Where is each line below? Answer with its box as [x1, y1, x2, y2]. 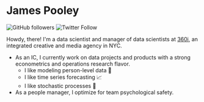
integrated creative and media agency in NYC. [6, 42, 122, 49]
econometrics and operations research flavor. [15, 60, 130, 67]
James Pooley [6, 4, 79, 18]
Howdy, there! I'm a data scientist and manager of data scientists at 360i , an [6, 35, 199, 42]
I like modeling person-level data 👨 [24, 66, 112, 73]
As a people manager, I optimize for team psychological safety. [15, 89, 174, 96]
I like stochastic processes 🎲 [24, 82, 97, 89]
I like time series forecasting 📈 [24, 73, 103, 81]
